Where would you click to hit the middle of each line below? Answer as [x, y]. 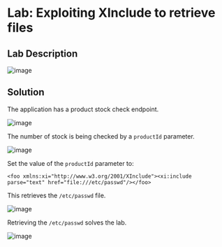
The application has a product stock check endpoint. [83, 109]
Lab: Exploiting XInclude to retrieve [111, 13]
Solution [26, 92]
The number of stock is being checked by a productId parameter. [101, 136]
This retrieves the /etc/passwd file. [57, 195]
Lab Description [43, 54]
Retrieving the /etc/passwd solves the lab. [67, 223]
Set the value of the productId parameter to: [71, 163]
